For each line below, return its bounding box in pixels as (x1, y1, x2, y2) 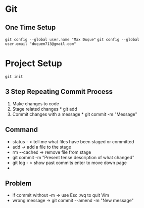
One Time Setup (5, 23, 56, 32)
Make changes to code (12, 100, 59, 107)
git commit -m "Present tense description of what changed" (12, 154, 135, 160)
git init (5, 74, 23, 79)
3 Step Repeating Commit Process (5, 87, 113, 96)
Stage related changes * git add (12, 106, 78, 112)
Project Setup (5, 58, 63, 69)
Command (5, 125, 38, 134)
